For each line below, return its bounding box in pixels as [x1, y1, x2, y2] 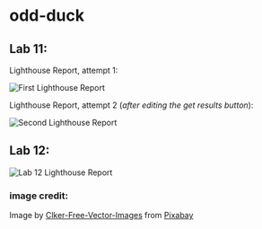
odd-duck [9, 5, 85, 26]
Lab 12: [9, 143, 50, 158]
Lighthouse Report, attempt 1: [9, 65, 118, 75]
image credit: [9, 189, 69, 202]
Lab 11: [9, 41, 48, 57]
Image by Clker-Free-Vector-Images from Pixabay [9, 210, 194, 221]
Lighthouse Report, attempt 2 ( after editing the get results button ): [9, 100, 254, 110]
